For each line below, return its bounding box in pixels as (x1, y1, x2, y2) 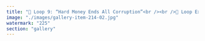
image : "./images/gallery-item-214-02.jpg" (6, 14, 119, 20)
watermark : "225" (6, 20, 51, 26)
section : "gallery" (6, 25, 56, 32)
